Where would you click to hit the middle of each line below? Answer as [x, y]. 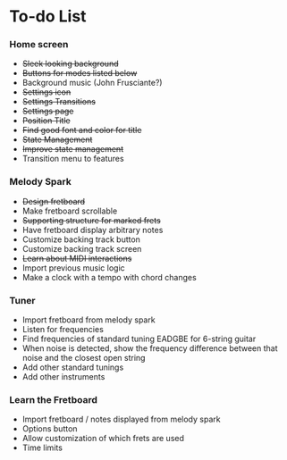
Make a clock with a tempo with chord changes [109, 277]
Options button [50, 429]
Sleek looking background [70, 63]
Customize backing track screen [82, 248]
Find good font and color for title [82, 130]
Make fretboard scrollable [70, 211]
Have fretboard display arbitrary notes [93, 230]
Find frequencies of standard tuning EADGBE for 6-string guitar [139, 339]
